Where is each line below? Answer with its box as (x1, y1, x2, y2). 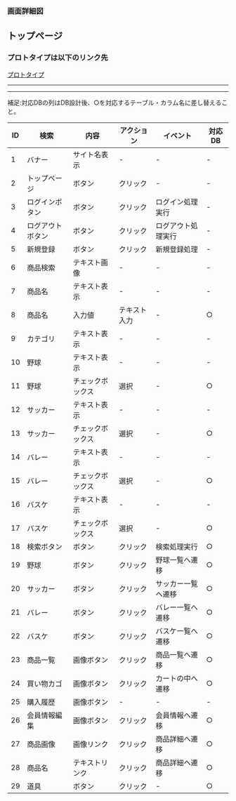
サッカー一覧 (155, 578, 198, 588)
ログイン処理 (155, 197, 198, 206)
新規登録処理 (155, 244, 198, 254)
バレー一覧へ (155, 602, 198, 612)
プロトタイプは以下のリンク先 (7, 53, 109, 62)
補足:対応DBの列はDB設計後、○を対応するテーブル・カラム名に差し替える (7, 98, 222, 107)
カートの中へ (155, 673, 198, 683)
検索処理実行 (155, 542, 198, 552)
